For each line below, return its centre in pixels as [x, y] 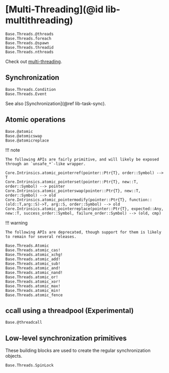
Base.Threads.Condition [31, 89]
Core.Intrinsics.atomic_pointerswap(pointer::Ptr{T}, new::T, [73, 191]
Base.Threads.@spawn [27, 43]
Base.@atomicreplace [27, 140]
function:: [141, 200]
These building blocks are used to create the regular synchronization [78, 350]
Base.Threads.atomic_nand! [34, 272]
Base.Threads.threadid [29, 47]
